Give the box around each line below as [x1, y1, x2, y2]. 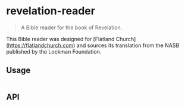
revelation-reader [6, 4, 95, 18]
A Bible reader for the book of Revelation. [20, 24, 123, 31]
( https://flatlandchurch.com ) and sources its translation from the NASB [6, 42, 180, 49]
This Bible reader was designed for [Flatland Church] [6, 35, 136, 42]
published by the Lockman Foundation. [6, 48, 102, 55]
